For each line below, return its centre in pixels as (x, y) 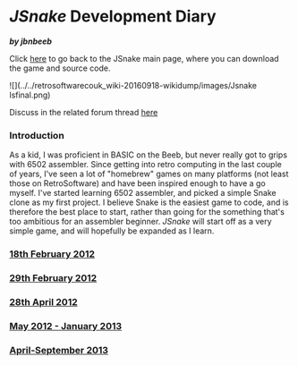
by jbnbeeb (30, 41)
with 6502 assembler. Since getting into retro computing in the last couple (145, 165)
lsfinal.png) (30, 95)
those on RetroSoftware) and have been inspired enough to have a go (137, 183)
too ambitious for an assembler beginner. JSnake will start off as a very (140, 222)
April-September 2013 (59, 350)
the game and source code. (60, 68)
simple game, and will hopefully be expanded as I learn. (112, 231)
